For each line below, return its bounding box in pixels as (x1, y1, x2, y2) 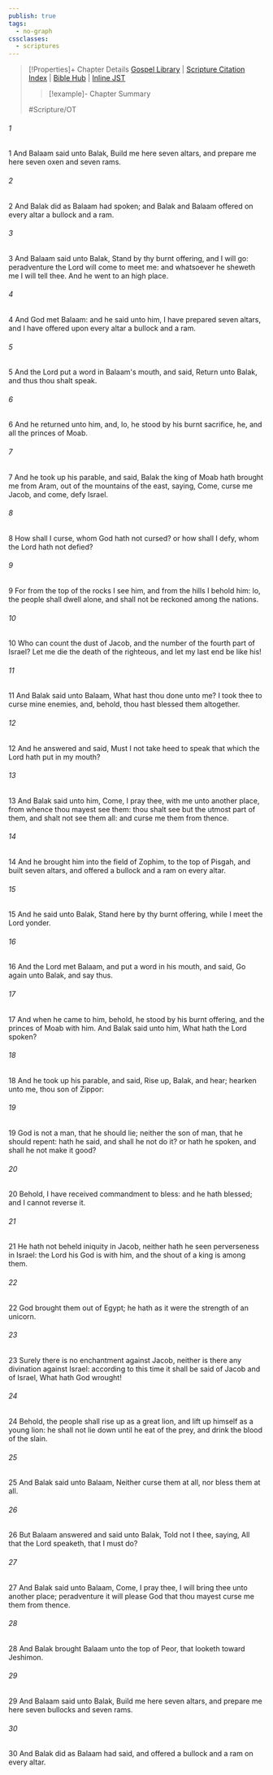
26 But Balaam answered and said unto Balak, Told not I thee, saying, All (8, 1530, 250, 1540)
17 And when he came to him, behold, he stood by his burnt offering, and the (8, 1014, 265, 1024)
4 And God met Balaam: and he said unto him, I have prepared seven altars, (8, 314, 262, 324)
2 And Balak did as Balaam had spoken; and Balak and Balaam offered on (8, 201, 253, 211)
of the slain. (8, 1434, 48, 1443)
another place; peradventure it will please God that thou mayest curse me (8, 1591, 254, 1601)
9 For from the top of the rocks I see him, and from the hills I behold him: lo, (8, 585, 262, 595)
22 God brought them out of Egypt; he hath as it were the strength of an (8, 1303, 249, 1313)
